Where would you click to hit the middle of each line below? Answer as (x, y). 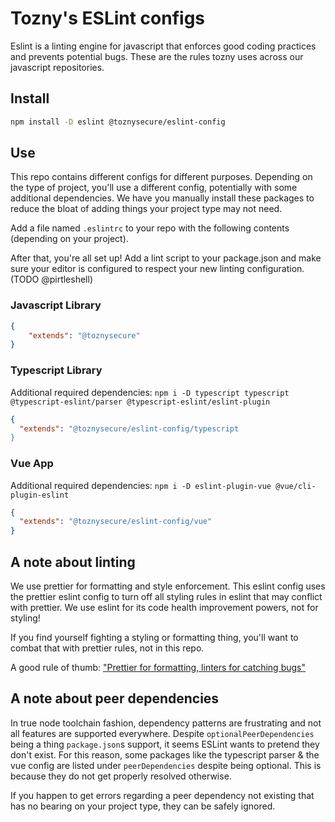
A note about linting (73, 562)
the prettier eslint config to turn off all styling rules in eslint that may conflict (166, 597)
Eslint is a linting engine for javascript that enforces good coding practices (163, 46)
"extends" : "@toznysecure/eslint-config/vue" (116, 522)
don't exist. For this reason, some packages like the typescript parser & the (165, 754)
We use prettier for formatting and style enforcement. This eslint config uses (168, 586)
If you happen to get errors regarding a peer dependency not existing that (162, 795)
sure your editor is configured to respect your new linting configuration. (157, 269)
